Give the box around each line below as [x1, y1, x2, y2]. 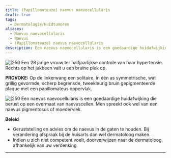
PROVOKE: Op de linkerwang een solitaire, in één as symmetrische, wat [5, 74, 156, 81]
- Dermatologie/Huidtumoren [10, 21, 70, 27]
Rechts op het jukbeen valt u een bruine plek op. [5, 65, 107, 71]
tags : [5, 17, 17, 22]
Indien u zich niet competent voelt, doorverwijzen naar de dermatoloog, [12, 137, 163, 143]
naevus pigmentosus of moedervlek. [5, 106, 82, 112]
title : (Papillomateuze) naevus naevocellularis [5, 7, 110, 13]
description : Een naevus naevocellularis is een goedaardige [5, 45, 138, 50]
